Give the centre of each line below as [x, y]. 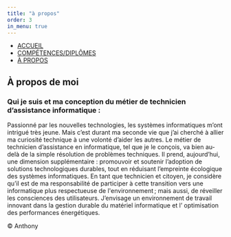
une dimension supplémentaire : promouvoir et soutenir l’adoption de [105, 161]
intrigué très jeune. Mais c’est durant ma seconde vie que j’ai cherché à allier [115, 133]
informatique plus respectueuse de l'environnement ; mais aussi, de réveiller [115, 191]
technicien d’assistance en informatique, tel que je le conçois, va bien [106, 147]
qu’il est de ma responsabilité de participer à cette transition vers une [106, 183]
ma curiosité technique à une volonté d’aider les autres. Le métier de [104, 140]
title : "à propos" [33, 13]
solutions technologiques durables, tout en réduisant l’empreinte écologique [114, 169]
